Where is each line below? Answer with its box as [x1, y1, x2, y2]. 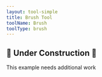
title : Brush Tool [6, 14, 53, 20]
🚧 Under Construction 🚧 [6, 48, 97, 58]
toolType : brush [6, 25, 47, 32]
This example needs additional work [6, 64, 97, 71]
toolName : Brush [6, 20, 47, 26]
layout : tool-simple [6, 8, 59, 15]
